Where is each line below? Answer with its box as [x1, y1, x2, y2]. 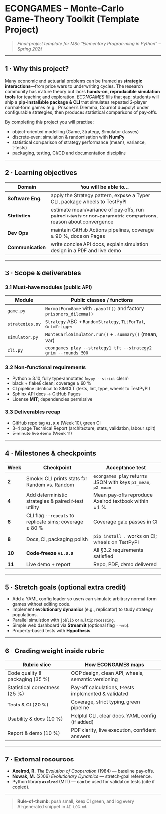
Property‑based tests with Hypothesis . [12, 628, 92, 634]
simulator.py [7, 335, 39, 340]
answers [71, 733, 91, 740]
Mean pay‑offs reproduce [93, 491, 153, 498]
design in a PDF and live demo [50, 247, 121, 254]
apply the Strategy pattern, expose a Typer [50, 192, 150, 199]
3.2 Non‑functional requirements [5, 364, 86, 371]
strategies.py [7, 321, 41, 327]
